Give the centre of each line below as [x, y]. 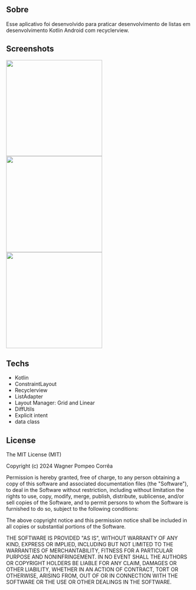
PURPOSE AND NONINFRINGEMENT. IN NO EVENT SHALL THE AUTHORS [97, 557]
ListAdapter [29, 397]
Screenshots [30, 49]
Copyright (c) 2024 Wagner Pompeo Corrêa [60, 466]
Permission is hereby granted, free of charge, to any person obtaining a [93, 478]
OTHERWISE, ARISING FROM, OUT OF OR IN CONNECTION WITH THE [92, 576]
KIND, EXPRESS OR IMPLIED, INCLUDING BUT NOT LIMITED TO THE [90, 544]
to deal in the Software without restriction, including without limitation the [95, 490]
